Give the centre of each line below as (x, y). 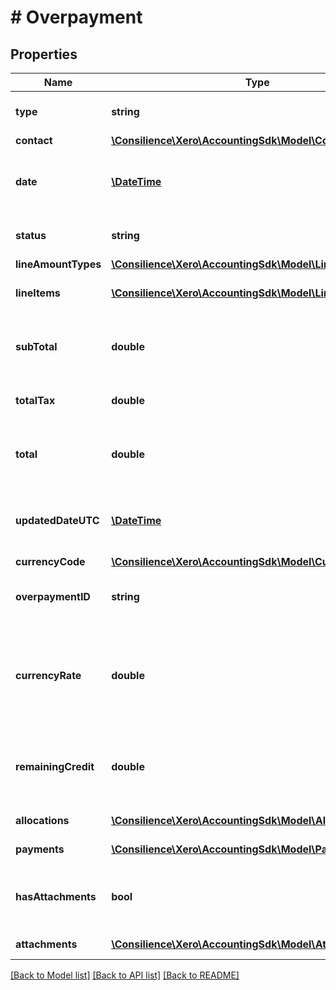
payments (40, 849)
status (31, 235)
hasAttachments (56, 896)
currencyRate (48, 675)
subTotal (36, 346)
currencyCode (50, 561)
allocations (42, 820)
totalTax (35, 400)
